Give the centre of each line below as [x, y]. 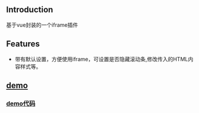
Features [23, 44]
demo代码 [21, 103]
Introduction [30, 10]
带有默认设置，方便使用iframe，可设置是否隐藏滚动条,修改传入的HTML [101, 59]
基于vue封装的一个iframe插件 [42, 25]
